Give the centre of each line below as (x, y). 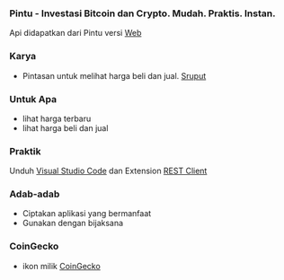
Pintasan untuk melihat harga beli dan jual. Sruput (114, 75)
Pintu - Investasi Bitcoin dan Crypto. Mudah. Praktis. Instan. (142, 13)
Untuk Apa (33, 99)
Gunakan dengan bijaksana (73, 223)
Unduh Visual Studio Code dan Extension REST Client (108, 171)
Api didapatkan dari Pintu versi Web (75, 33)
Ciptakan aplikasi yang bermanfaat (87, 214)
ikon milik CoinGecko (61, 266)
